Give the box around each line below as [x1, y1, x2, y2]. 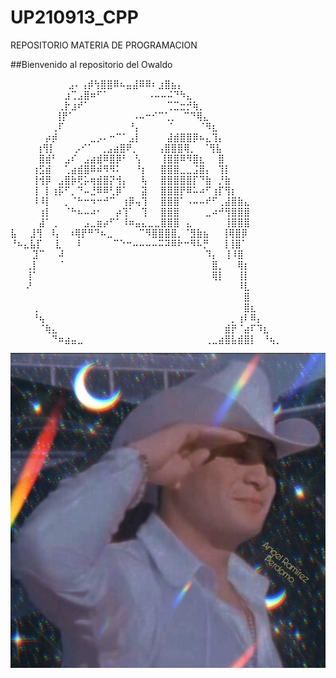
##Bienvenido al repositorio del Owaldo [10, 58, 173, 70]
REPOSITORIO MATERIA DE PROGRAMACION [10, 39, 198, 51]
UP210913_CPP [10, 6, 139, 29]
